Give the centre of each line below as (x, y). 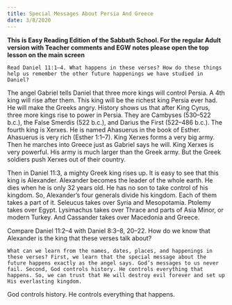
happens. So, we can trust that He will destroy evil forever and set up (116, 275)
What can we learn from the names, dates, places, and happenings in (110, 251)
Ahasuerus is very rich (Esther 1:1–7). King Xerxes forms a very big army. (111, 137)
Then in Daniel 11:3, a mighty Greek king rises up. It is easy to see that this (113, 173)
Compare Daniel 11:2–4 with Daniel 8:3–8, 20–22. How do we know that (109, 230)
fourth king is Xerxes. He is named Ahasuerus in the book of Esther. (104, 130)
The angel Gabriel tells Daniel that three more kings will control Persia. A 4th (116, 93)
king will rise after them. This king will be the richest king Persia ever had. (112, 100)
